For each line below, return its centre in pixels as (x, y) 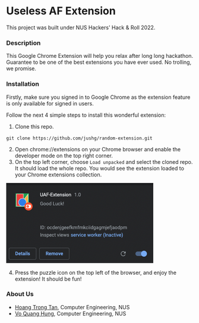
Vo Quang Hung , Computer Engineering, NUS (70, 313)
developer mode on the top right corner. (64, 156)
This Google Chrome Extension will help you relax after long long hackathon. (100, 56)
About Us (20, 294)
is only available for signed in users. (50, 103)
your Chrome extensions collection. (58, 175)
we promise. (21, 69)
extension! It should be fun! (48, 279)
